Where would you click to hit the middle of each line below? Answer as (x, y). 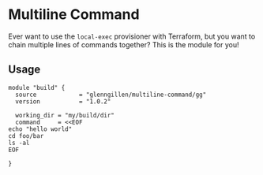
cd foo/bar (26, 136)
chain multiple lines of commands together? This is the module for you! (124, 44)
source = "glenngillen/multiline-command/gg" (111, 95)
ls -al (19, 143)
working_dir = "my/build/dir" (65, 115)
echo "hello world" (40, 129)
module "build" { (37, 87)
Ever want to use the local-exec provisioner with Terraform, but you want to (132, 36)
